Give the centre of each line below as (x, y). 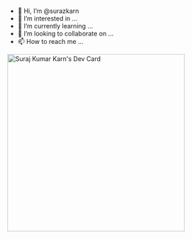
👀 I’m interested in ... (47, 18)
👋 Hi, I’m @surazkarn (48, 11)
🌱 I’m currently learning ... (55, 26)
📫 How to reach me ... (50, 41)
